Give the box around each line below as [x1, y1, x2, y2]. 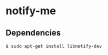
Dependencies [5, 28, 61, 38]
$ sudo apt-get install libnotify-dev [5, 43, 102, 49]
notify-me [5, 4, 56, 18]
